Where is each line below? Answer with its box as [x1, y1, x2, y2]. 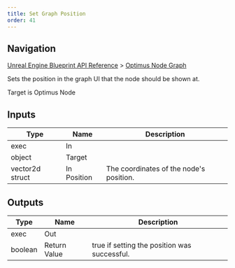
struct [10, 173, 30, 183]
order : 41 [7, 17, 36, 24]
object [10, 153, 31, 162]
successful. [92, 249, 130, 259]
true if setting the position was [92, 240, 192, 250]
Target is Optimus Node [7, 88, 76, 97]
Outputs [7, 197, 44, 209]
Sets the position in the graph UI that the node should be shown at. [7, 75, 200, 83]
